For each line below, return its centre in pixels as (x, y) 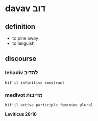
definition (20, 27)
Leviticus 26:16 (21, 114)
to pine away (25, 38)
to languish (24, 43)
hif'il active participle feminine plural (49, 105)
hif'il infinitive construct (35, 83)
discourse (21, 59)
